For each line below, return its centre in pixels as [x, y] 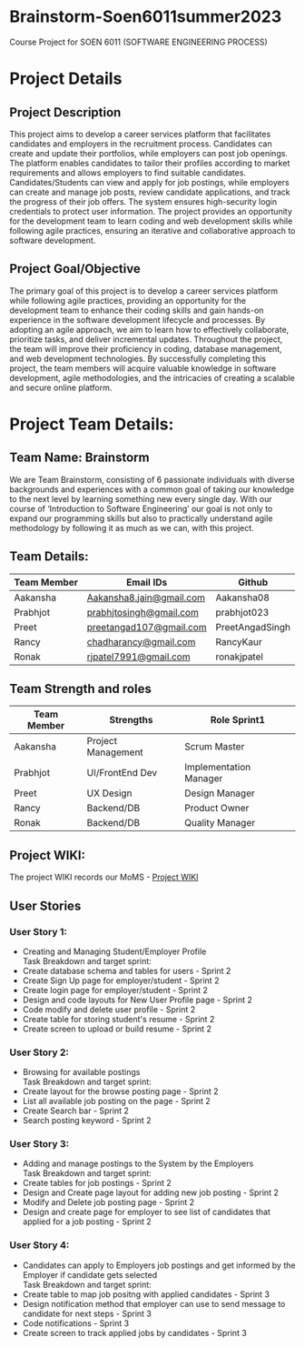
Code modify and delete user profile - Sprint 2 [109, 1009]
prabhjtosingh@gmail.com [143, 612]
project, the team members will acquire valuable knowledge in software [143, 368]
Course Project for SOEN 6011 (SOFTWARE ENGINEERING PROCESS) [138, 42]
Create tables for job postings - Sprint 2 [97, 1183]
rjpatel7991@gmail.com [138, 657]
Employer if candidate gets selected [90, 1274]
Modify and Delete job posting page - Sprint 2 [108, 1202]
